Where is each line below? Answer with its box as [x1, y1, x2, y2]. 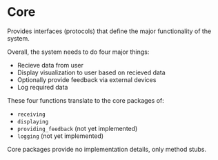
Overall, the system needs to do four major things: [7, 48, 150, 56]
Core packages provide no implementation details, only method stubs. [7, 145, 207, 153]
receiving [17, 111, 46, 118]
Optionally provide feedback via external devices [17, 75, 157, 83]
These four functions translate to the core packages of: [7, 96, 164, 104]
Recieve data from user [17, 61, 84, 69]
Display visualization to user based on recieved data [17, 68, 166, 77]
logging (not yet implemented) [17, 132, 104, 140]
